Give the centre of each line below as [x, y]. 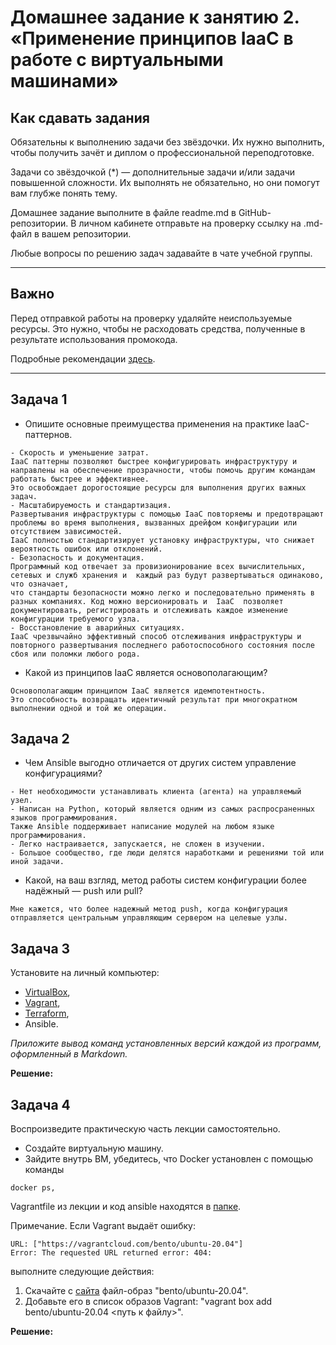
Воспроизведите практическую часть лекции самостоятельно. [145, 1129]
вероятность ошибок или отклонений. [86, 549]
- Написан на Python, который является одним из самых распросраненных [162, 809]
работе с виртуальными [117, 60]
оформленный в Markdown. [69, 1054]
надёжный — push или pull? [83, 891]
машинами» [64, 81]
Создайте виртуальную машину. [94, 1148]
